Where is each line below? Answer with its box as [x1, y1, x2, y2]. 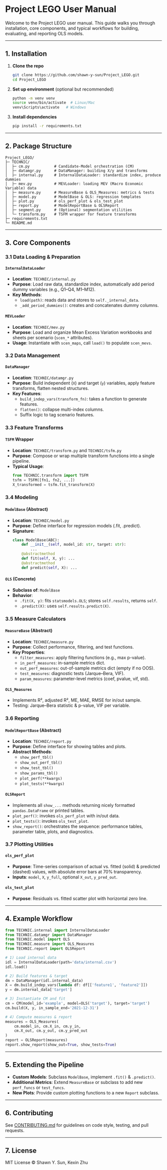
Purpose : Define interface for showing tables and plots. [12, 744, 127, 750]
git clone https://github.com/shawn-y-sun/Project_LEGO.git [12, 72, 140, 78]
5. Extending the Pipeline [5, 1061, 84, 1069]
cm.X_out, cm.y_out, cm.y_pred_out [14, 1028, 88, 1033]
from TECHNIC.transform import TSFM [12, 473, 88, 478]
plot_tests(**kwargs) [19, 781, 65, 786]
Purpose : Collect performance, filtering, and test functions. [12, 644, 134, 650]
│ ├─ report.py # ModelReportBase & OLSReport [5, 203, 119, 208]
